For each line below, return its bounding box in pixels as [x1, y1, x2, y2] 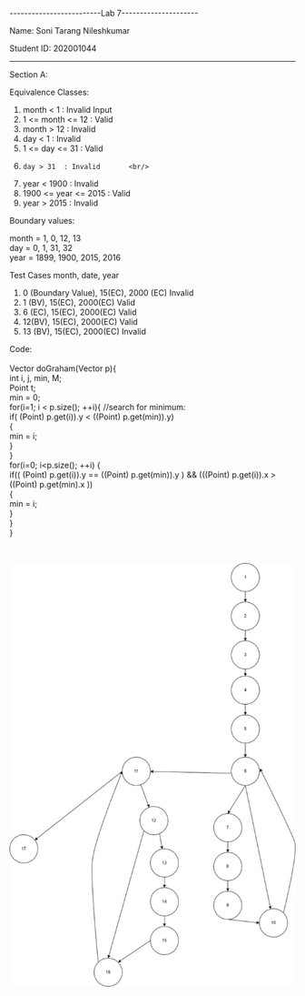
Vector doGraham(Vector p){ [9, 363, 116, 374]
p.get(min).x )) [39, 479, 93, 489]
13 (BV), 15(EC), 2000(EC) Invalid [22, 327, 147, 337]
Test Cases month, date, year [9, 270, 120, 280]
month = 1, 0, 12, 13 [9, 233, 82, 244]
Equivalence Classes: [9, 86, 90, 97]
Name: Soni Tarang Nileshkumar [9, 25, 131, 35]
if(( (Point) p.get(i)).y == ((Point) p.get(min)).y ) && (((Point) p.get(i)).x [9, 469, 270, 480]
